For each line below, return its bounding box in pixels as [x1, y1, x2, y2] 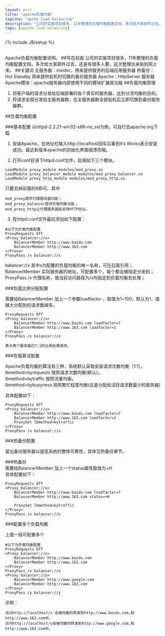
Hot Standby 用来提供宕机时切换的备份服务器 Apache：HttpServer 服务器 [5, 74, 155, 79]
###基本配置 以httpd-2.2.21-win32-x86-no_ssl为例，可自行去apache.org [5, 124, 154, 130]
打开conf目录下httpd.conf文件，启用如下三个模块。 [12, 158, 117, 163]
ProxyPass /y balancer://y [5, 590, 61, 595]
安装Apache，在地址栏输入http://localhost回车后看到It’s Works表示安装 [12, 141, 158, 147]
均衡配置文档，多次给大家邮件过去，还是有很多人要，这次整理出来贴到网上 [5, 61, 157, 67]
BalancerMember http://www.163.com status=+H [14, 494, 110, 499]
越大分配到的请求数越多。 [5, 302, 57, 308]
